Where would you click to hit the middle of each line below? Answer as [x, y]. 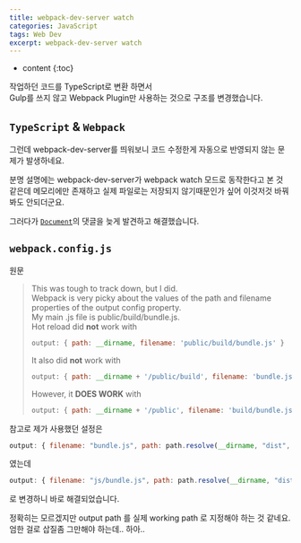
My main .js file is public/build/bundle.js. [106, 317]
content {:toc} [48, 68]
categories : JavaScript [54, 26]
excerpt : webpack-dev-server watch [76, 43]
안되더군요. [45, 202]
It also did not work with [76, 360]
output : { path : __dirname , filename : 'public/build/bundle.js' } [158, 343]
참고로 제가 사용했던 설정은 [56, 428]
